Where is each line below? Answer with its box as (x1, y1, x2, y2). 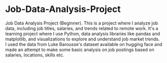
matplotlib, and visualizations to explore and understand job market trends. (5, 36, 160, 42)
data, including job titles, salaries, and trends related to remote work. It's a (5, 25, 158, 31)
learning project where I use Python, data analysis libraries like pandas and (5, 30, 160, 36)
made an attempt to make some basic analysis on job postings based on (5, 46, 154, 52)
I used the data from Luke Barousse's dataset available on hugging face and (5, 41, 162, 47)
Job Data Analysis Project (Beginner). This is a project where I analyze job (5, 20, 158, 26)
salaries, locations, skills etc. (5, 51, 64, 58)
